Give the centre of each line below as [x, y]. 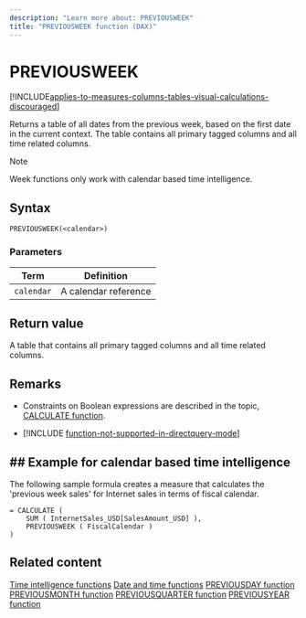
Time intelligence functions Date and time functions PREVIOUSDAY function [152, 584]
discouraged [33, 107]
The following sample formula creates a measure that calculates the [137, 484]
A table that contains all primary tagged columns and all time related [138, 346]
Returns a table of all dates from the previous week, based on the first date [150, 124]
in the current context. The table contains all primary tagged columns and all [153, 134]
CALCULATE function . [64, 416]
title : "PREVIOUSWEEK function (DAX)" [83, 27]
